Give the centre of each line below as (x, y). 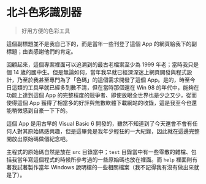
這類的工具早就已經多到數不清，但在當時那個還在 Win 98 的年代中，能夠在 (105, 87)
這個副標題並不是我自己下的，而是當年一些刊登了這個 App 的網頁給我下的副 (102, 44)
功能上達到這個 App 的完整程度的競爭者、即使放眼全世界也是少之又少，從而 (102, 95)
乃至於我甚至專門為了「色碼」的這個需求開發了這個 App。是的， (98, 80)
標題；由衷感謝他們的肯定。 (41, 51)
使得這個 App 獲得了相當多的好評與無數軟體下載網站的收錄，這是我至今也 (99, 102)
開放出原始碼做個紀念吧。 (39, 139)
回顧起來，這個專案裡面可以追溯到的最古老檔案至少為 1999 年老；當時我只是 (103, 64)
